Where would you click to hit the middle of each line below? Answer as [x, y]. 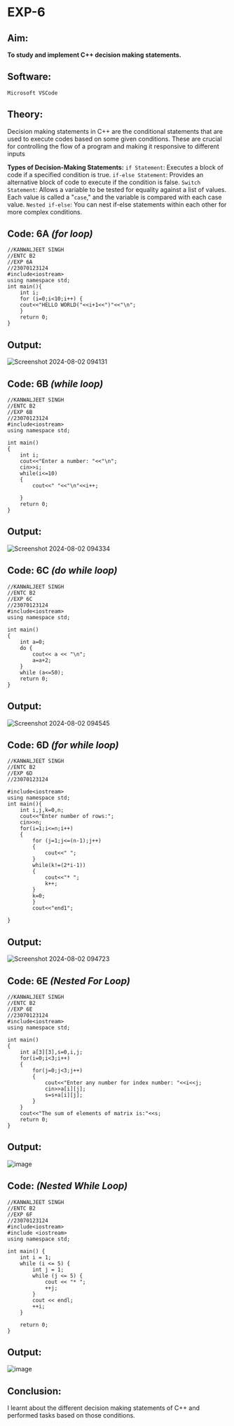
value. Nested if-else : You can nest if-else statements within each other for [117, 205]
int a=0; [33, 642]
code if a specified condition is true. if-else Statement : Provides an [105, 174]
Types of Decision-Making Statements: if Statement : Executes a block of [116, 167]
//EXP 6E [20, 1009]
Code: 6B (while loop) [55, 383]
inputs [16, 153]
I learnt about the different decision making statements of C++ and [104, 1408]
